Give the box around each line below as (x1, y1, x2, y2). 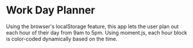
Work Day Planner (6, 4, 95, 17)
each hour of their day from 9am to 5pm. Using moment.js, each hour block (6, 29, 188, 36)
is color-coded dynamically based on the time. (6, 35, 118, 42)
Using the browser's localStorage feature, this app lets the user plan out (6, 23, 179, 30)
